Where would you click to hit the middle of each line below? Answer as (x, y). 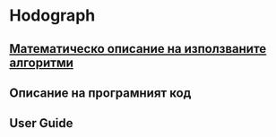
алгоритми (42, 62)
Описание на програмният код (100, 93)
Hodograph (52, 16)
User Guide (41, 123)
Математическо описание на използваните (138, 49)
